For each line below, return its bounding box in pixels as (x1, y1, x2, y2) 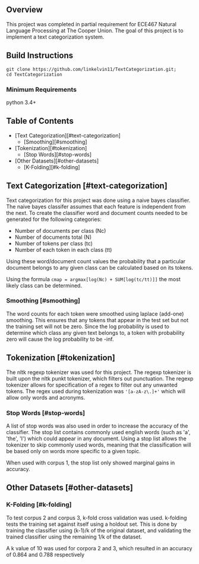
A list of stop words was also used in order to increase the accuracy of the (6, 422, 188, 429)
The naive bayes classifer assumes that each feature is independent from (6, 202, 186, 210)
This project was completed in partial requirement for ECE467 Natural (6, 20, 177, 27)
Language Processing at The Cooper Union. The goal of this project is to (6, 27, 184, 34)
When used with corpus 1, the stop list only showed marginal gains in (6, 459, 175, 466)
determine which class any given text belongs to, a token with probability (6, 329, 185, 336)
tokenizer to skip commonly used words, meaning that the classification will (6, 441, 191, 448)
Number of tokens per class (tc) (14, 239, 93, 247)
